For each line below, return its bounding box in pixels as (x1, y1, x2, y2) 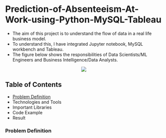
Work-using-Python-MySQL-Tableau (5, 14, 162, 25)
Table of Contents (5, 80, 62, 89)
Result (12, 115, 26, 121)
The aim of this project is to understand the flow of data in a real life (12, 30, 152, 36)
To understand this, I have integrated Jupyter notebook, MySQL (12, 41, 144, 47)
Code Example (12, 109, 43, 115)
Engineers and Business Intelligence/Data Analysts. (12, 57, 118, 63)
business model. (12, 36, 46, 42)
